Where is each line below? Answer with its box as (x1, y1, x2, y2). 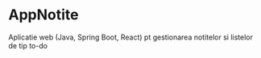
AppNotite (8, 6, 79, 24)
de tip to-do (8, 40, 48, 50)
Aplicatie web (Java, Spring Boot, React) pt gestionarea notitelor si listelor (8, 32, 254, 42)
